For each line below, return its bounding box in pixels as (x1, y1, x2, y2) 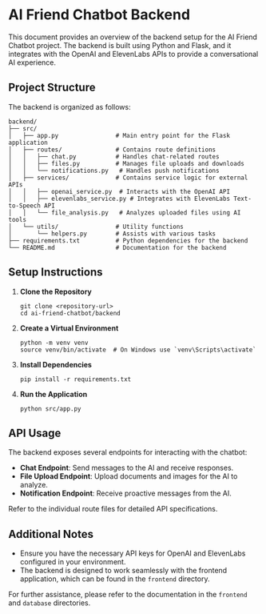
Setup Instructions (8, 266, 103, 279)
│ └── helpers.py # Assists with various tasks (8, 230, 216, 238)
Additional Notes (8, 527, 94, 541)
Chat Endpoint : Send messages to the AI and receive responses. (19, 463, 234, 473)
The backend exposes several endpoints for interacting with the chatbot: (8, 447, 248, 457)
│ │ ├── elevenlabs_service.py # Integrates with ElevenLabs (8, 195, 230, 203)
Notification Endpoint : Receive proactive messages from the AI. (19, 488, 232, 498)
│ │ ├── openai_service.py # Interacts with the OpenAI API (8, 187, 230, 195)
